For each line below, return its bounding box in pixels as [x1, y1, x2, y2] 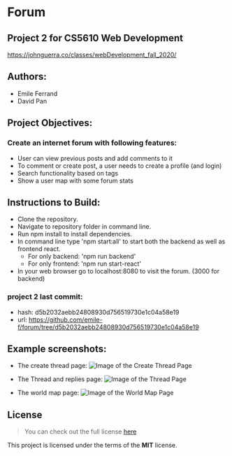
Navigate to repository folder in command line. [17, 222, 152, 231]
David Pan [17, 97, 48, 105]
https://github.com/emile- [28, 315, 103, 324]
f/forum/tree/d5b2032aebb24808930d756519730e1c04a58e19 [17, 322, 199, 331]
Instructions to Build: [7, 197, 101, 208]
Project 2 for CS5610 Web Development [7, 32, 184, 44]
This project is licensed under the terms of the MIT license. [7, 441, 177, 450]
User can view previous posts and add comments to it [17, 154, 173, 162]
